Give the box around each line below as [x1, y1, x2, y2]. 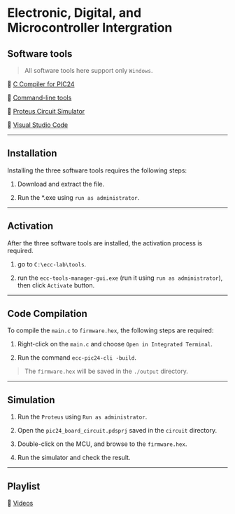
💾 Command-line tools [7, 93, 72, 102]
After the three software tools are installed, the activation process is [7, 238, 203, 247]
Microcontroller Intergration [7, 20, 173, 36]
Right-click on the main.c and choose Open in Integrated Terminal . [17, 340, 213, 349]
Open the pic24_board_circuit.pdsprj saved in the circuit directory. [17, 426, 218, 435]
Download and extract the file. [17, 180, 105, 188]
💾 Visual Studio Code [7, 121, 69, 129]
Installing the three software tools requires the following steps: [7, 166, 187, 175]
